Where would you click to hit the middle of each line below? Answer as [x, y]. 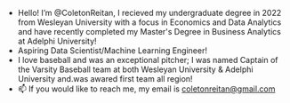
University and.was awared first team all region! [105, 79]
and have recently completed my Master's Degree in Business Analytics [149, 32]
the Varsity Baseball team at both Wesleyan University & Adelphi [135, 69]
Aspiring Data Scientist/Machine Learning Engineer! [112, 51]
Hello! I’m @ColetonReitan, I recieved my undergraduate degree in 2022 [149, 13]
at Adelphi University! [57, 41]
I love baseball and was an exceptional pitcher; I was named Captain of [148, 60]
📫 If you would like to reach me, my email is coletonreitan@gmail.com [146, 89]
